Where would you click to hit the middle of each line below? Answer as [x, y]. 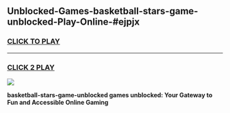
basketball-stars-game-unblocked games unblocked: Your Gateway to [110, 95]
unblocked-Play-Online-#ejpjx [74, 22]
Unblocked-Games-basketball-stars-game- [103, 11]
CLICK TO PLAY [34, 42]
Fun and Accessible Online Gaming [58, 102]
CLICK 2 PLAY [31, 67]
